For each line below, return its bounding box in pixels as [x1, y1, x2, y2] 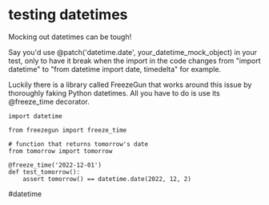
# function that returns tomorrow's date [8, 140, 149, 148]
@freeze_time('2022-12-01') [8, 161, 102, 169]
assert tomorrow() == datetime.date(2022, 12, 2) [22, 175, 192, 183]
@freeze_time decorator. [8, 97, 90, 106]
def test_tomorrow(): [8, 168, 81, 176]
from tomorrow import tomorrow [8, 147, 113, 155]
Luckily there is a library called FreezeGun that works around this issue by [8, 80, 252, 89]
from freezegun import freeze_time [8, 126, 127, 134]
